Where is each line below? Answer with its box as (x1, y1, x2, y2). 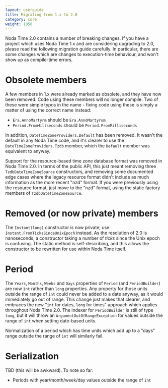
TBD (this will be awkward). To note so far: (5, 367, 94, 373)
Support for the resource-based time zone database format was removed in (5, 158, 162, 164)
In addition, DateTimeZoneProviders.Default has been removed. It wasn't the (5, 132, 163, 138)
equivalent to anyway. (5, 148, 51, 154)
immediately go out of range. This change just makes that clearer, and (5, 296, 150, 303)
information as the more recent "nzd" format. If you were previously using (5, 180, 158, 186)
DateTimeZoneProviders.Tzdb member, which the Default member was (5, 143, 150, 149)
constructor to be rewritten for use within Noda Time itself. (5, 246, 127, 252)
